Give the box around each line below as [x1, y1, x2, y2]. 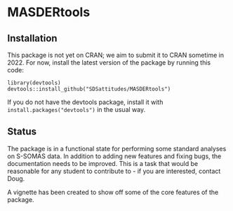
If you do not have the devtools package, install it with [7, 98, 164, 106]
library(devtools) [7, 79, 61, 87]
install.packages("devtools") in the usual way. [7, 105, 146, 113]
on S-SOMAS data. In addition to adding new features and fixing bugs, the [7, 152, 222, 160]
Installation [7, 32, 58, 44]
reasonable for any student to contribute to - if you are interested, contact [7, 167, 221, 175]
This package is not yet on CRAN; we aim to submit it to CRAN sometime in [7, 51, 225, 59]
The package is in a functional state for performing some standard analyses [7, 144, 227, 153]
